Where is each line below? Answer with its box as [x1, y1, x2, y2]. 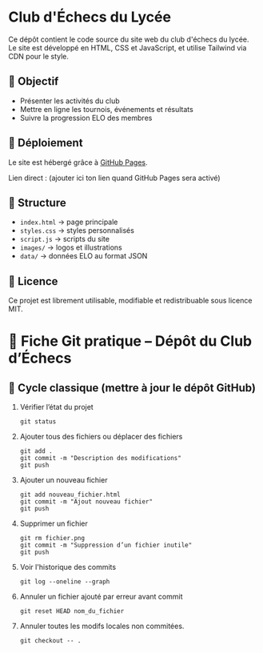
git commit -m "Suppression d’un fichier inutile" [19, 541, 193, 550]
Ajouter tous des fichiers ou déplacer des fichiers [19, 432, 183, 442]
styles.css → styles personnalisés [19, 226, 134, 235]
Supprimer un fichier [19, 519, 88, 528]
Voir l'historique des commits [19, 563, 117, 572]
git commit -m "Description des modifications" [19, 455, 181, 463]
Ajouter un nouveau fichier [19, 475, 108, 485]
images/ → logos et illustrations [19, 242, 122, 252]
